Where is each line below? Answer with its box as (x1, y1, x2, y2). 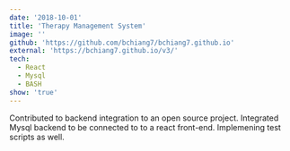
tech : (9, 55, 30, 63)
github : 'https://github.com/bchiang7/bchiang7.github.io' (9, 38, 235, 47)
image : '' (9, 29, 47, 38)
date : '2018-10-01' (9, 13, 83, 22)
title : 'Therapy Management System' (9, 21, 146, 30)
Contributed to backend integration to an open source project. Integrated (9, 113, 279, 123)
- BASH (17, 80, 42, 88)
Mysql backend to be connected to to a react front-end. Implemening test (9, 122, 281, 132)
